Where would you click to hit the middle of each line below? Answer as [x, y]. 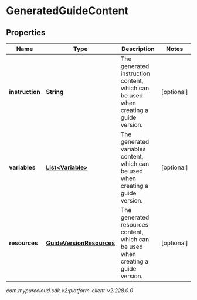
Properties [26, 33]
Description [138, 49]
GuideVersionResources [81, 243]
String [55, 92]
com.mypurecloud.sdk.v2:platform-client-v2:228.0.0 [70, 291]
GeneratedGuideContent [67, 11]
